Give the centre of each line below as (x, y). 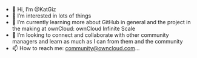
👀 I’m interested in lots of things (52, 16)
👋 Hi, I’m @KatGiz (34, 9)
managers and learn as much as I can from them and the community (97, 41)
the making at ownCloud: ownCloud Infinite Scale (73, 28)
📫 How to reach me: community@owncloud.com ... (76, 48)
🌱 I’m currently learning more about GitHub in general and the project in (101, 22)
